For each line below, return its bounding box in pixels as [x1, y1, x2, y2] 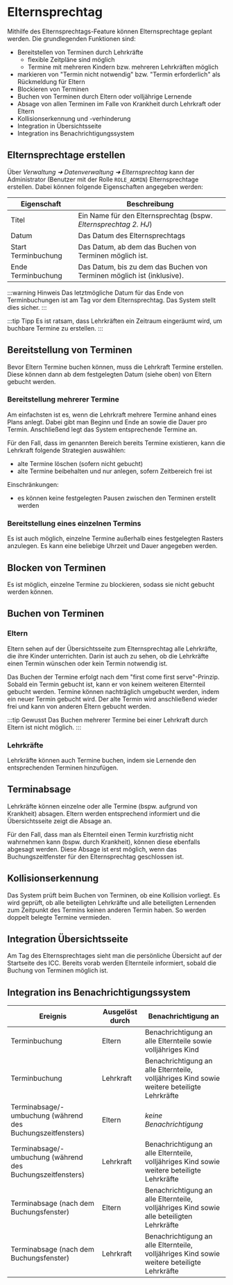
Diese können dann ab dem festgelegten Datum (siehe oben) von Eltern [7, 370, 212, 379]
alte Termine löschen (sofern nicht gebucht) [17, 459, 144, 467]
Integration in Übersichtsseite [17, 122, 102, 130]
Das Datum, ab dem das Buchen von [78, 242, 196, 251]
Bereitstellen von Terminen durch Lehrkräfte [17, 48, 144, 56]
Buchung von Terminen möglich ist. [7, 966, 109, 975]
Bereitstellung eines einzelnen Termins [7, 518, 141, 528]
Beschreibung [126, 199, 174, 208]
